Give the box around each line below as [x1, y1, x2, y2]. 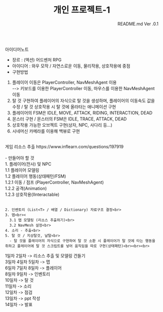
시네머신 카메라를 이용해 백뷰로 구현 [12, 128, 80, 134]
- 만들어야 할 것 [5, 155, 35, 161]
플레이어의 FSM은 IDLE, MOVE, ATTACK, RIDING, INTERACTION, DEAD [12, 110, 153, 116]
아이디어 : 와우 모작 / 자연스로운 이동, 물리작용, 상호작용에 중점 [12, 63, 130, 69]
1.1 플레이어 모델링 [5, 167, 40, 173]
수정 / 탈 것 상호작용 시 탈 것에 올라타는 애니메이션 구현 [12, 103, 116, 110]
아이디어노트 [5, 46, 29, 52]
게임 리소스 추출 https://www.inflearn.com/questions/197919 [5, 143, 124, 149]
